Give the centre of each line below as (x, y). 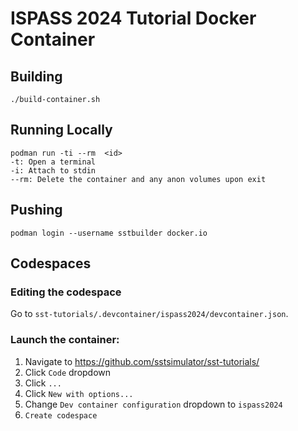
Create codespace (61, 415)
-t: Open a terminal (53, 162)
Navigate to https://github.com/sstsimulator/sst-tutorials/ (142, 361)
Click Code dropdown (68, 372)
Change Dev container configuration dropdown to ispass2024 (153, 404)
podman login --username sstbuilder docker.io (109, 233)
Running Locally (61, 130)
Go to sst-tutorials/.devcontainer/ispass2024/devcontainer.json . (149, 314)
